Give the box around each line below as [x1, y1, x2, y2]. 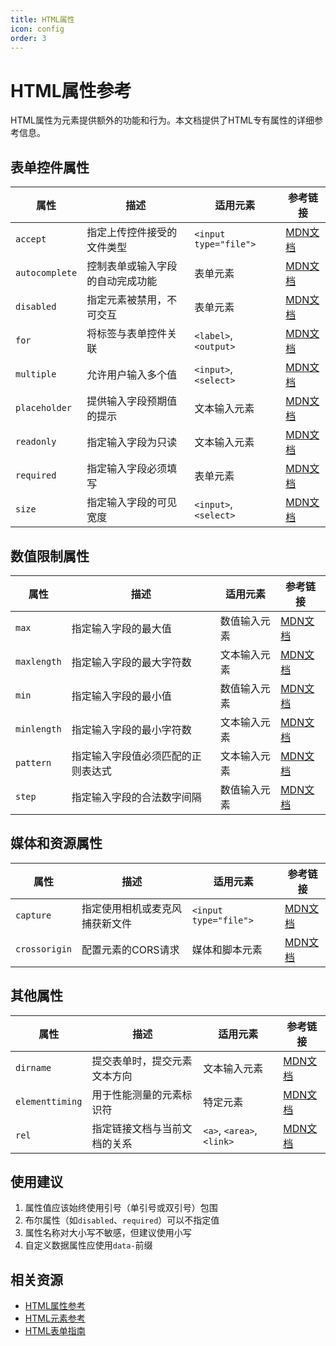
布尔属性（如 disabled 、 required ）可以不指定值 [24, 1214, 220, 1226]
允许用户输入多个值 [86, 368, 178, 382]
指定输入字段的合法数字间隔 [71, 790, 202, 804]
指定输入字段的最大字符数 [71, 655, 192, 669]
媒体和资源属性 [10, 835, 103, 852]
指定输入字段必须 [86, 462, 168, 476]
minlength [15, 723, 62, 735]
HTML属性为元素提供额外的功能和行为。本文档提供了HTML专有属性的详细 [10, 114, 315, 126]
